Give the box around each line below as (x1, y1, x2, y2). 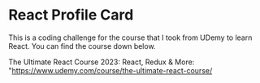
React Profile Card (8, 6, 134, 24)
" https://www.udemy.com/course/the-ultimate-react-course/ (8, 65, 213, 75)
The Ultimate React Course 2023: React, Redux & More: (8, 57, 195, 67)
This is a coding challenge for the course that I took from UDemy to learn (8, 33, 253, 42)
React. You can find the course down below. (8, 41, 156, 50)
